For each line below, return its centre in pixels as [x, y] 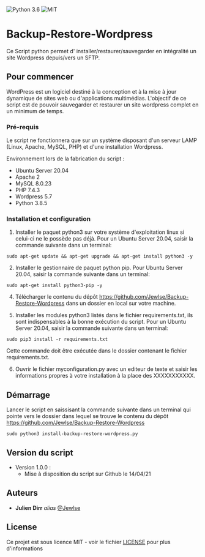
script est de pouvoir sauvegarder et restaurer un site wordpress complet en [102, 105]
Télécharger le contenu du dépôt [56, 297]
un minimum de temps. [35, 111]
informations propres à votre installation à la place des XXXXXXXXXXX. [105, 376]
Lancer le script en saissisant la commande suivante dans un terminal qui [99, 409]
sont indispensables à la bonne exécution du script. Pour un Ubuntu [101, 322]
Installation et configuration [49, 219]
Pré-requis [23, 127]
